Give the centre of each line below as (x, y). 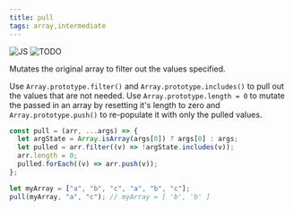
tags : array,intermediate (57, 26)
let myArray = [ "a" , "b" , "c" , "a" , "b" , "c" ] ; (100, 189)
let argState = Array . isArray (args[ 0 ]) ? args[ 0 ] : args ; (128, 139)
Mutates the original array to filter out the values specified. (117, 69)
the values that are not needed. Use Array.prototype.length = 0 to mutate (147, 96)
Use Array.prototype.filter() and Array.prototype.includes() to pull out (147, 86)
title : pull (31, 17)
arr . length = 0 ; (48, 156)
